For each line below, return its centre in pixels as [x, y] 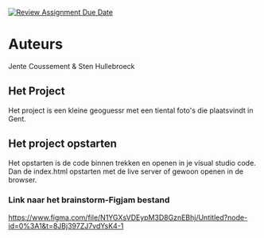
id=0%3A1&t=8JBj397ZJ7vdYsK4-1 [66, 225]
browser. [23, 179]
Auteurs [36, 44]
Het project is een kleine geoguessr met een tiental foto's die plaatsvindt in [131, 110]
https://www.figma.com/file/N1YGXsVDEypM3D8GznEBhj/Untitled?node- [128, 217]
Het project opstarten [63, 144]
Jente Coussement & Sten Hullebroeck [72, 66]
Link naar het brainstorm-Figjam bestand [89, 200]
